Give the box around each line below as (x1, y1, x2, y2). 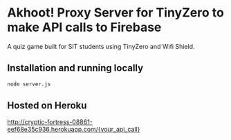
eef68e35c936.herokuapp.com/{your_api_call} (7, 126, 140, 134)
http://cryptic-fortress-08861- (7, 118, 93, 126)
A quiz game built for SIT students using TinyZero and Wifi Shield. (7, 42, 195, 50)
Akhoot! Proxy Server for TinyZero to (7, 5, 225, 21)
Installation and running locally (7, 62, 144, 74)
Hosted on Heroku (7, 100, 87, 112)
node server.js (7, 81, 51, 88)
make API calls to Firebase (7, 19, 162, 35)
